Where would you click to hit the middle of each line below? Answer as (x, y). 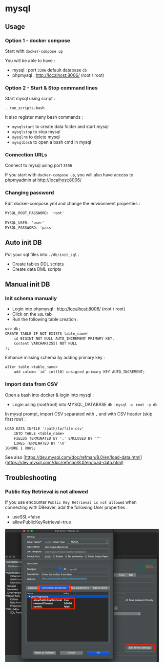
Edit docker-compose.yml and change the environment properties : (73, 203)
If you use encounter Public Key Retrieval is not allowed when (71, 502)
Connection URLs (26, 155)
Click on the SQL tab (32, 314)
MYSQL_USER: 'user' (25, 223)
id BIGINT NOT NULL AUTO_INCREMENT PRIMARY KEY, (64, 339)
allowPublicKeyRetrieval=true (42, 522)
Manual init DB (28, 284)
